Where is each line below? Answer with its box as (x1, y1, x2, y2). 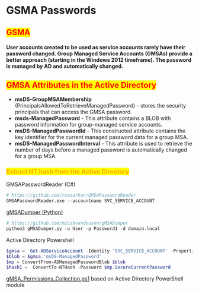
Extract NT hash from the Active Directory (6, 167, 130, 175)
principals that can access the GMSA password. (14, 108, 132, 115)
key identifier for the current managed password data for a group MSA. (14, 133, 188, 140)
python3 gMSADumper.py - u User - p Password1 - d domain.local (6, 225, 161, 232)
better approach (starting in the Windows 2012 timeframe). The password (6, 56, 192, 64)
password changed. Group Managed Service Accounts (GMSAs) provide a (6, 50, 192, 57)
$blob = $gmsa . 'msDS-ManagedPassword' (6, 253, 102, 259)
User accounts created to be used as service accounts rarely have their (6, 44, 185, 51)
